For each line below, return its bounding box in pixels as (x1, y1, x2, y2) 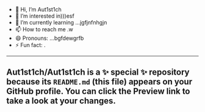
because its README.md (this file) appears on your (6, 77, 193, 87)
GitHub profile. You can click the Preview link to (6, 86, 190, 97)
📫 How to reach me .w (15, 26, 73, 33)
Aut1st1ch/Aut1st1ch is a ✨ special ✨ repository (6, 67, 190, 78)
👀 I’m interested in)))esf (15, 12, 74, 20)
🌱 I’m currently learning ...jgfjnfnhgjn (15, 19, 107, 26)
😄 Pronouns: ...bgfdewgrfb (15, 34, 84, 42)
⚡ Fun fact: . (15, 42, 46, 48)
